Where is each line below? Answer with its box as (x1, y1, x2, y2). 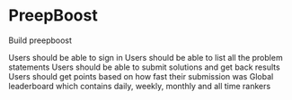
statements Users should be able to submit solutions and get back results (8, 62, 280, 72)
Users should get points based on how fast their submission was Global (8, 71, 274, 81)
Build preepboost (8, 35, 73, 46)
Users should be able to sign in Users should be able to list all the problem (8, 52, 284, 62)
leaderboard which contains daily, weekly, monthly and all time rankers (8, 80, 271, 91)
